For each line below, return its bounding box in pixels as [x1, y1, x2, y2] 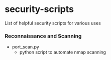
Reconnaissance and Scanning [5, 32, 82, 39]
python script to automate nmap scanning [19, 49, 106, 55]
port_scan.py [12, 44, 40, 50]
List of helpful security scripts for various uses [5, 20, 101, 26]
